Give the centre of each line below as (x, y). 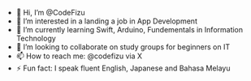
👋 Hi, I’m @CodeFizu (50, 13)
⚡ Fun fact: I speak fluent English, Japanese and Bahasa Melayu (123, 68)
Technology (36, 38)
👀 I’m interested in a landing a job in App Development (106, 21)
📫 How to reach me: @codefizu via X (79, 56)
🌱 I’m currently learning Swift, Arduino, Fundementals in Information (130, 30)
